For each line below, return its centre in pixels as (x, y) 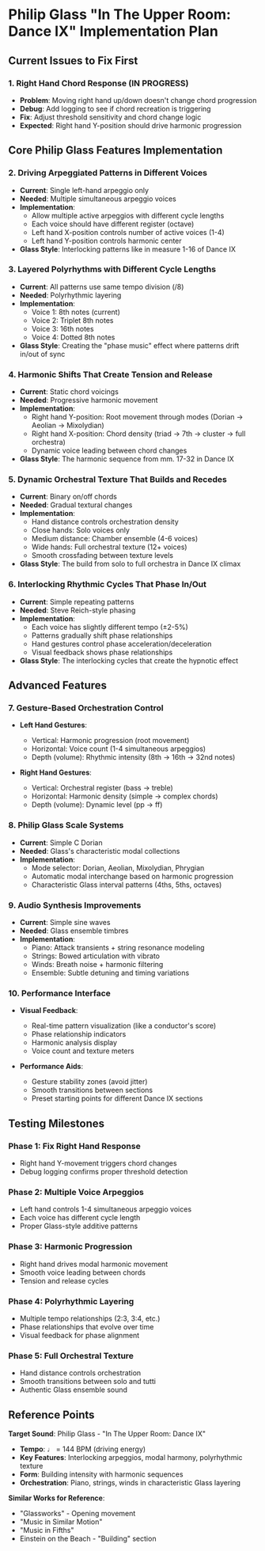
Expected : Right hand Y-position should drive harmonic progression (131, 125)
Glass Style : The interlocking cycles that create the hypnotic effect (129, 660)
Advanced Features (58, 686)
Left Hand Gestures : (53, 725)
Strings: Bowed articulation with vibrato (96, 956)
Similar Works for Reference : (57, 1498)
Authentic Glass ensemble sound (74, 1390)
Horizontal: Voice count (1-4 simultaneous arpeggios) (119, 749)
